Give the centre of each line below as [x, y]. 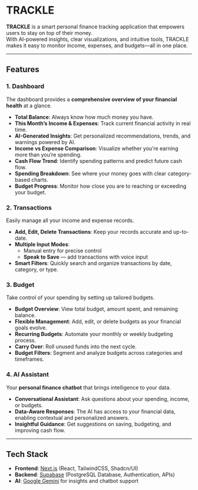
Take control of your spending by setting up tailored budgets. [80, 298]
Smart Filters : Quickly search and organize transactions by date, [93, 263]
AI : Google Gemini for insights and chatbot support [76, 481]
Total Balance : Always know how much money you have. [84, 117]
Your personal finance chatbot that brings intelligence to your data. [88, 387]
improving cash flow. [40, 430]
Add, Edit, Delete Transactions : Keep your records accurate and [93, 231]
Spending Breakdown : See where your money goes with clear [90, 173]
